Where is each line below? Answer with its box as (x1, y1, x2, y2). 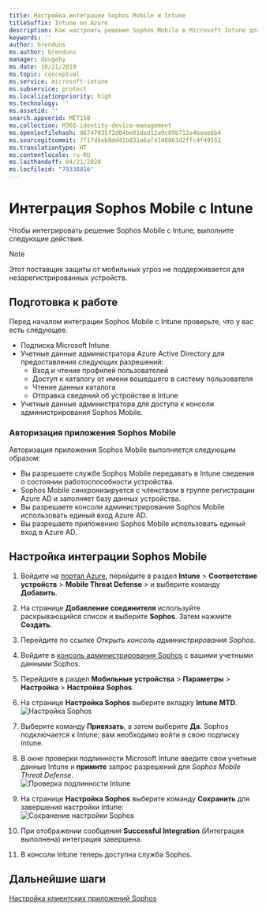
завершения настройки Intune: (20, 802, 125, 812)
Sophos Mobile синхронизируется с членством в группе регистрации (20, 486, 255, 495)
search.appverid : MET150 (9, 114, 91, 122)
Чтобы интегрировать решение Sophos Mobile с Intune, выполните (9, 226, 234, 235)
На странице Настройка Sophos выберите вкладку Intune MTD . (20, 697, 238, 707)
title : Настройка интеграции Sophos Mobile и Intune (9, 11, 186, 20)
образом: (9, 454, 41, 463)
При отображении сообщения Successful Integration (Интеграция (20, 826, 244, 835)
